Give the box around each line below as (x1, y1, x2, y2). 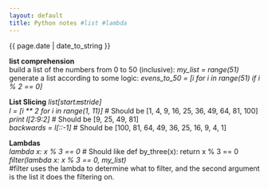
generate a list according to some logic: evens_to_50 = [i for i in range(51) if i (9, 73, 260, 83)
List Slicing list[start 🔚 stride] (9, 97, 102, 106)
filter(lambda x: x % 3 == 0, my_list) (9, 155, 127, 164)
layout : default (9, 11, 63, 20)
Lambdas (9, 138, 41, 148)
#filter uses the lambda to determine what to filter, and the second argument (9, 164, 260, 173)
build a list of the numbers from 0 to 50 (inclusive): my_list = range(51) (9, 64, 239, 74)
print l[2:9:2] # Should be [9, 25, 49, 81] (9, 114, 139, 124)
